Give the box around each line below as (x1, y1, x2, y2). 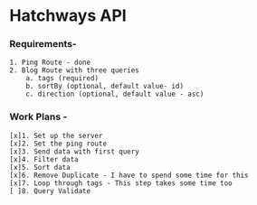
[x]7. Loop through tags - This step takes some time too (9, 178, 233, 188)
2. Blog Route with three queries (9, 66, 140, 75)
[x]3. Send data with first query (9, 146, 140, 156)
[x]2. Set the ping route (9, 139, 107, 148)
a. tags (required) (25, 74, 100, 83)
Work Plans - (9, 110, 68, 123)
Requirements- (9, 38, 77, 51)
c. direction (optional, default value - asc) (25, 89, 205, 99)
